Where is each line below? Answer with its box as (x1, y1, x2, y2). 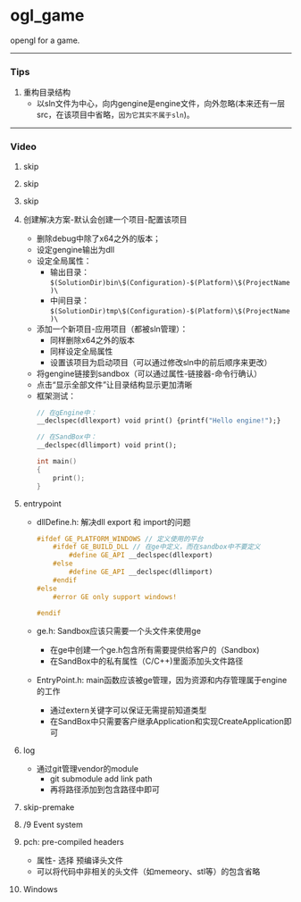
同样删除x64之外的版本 (49, 334, 135, 345)
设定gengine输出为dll (36, 244, 115, 255)
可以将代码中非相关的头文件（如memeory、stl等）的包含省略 (36, 866, 261, 877)
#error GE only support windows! (53, 592, 178, 601)
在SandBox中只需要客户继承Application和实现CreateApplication (49, 716, 284, 727)
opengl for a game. (10, 35, 80, 46)
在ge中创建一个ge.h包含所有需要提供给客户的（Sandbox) (49, 645, 260, 656)
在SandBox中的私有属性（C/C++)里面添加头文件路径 (49, 656, 244, 666)
